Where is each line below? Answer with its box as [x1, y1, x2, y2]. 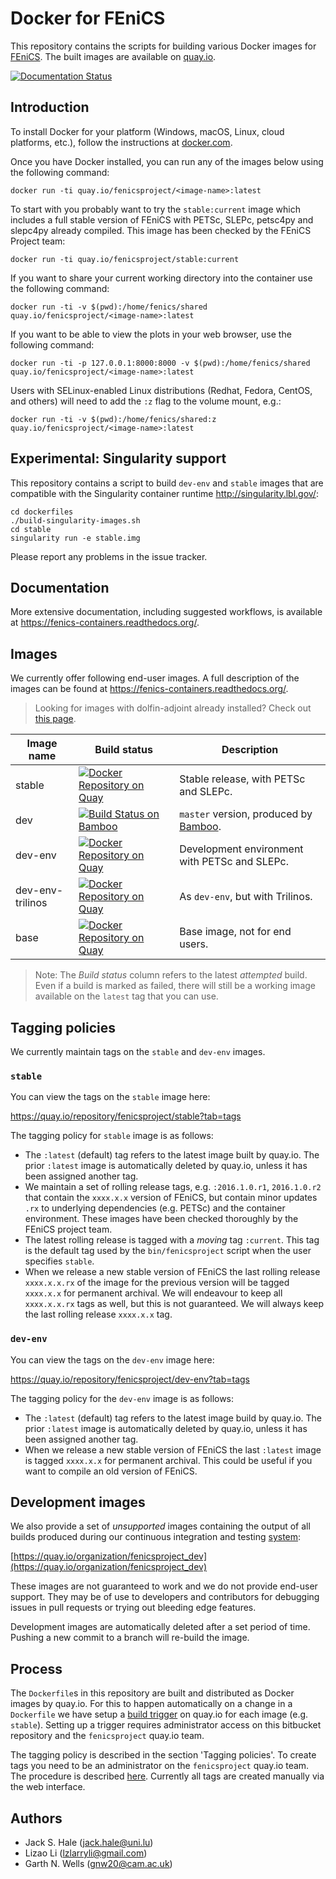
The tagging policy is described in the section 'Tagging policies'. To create [10, 1749, 317, 1761]
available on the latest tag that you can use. [34, 990, 219, 1002]
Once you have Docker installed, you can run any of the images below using [10, 155, 324, 167]
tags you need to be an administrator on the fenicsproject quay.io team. [10, 1760, 310, 1772]
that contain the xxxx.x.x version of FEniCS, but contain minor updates [24, 1192, 318, 1204]
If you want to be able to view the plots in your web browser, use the [10, 328, 292, 340]
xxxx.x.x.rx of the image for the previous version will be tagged [24, 1277, 290, 1289]
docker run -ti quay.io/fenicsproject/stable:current [10, 254, 240, 264]
